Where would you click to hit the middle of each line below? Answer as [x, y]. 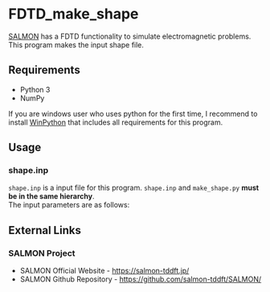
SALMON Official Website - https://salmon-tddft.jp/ [104, 271]
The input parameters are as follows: [69, 205]
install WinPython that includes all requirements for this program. [116, 122]
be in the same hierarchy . [51, 196]
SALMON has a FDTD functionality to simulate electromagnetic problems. [130, 36]
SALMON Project [42, 253]
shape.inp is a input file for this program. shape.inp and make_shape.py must [134, 188]
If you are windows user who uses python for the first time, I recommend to [133, 113]
